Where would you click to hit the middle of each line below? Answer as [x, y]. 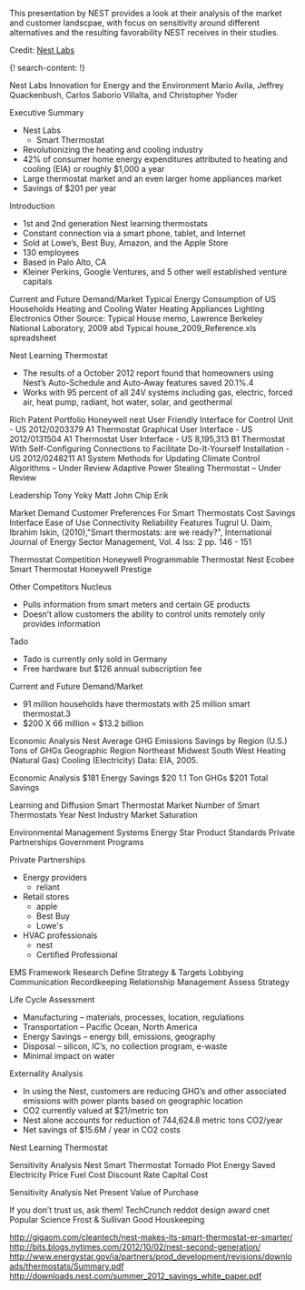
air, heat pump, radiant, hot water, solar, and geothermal [128, 402]
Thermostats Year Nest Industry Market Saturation [103, 815]
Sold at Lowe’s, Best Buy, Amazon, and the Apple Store [125, 243]
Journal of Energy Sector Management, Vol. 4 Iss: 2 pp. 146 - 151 [131, 542]
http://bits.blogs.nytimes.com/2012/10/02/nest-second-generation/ [135, 1247]
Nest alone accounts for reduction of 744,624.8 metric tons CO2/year [152, 1120]
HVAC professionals [60, 935]
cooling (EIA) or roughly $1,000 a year [93, 169]
